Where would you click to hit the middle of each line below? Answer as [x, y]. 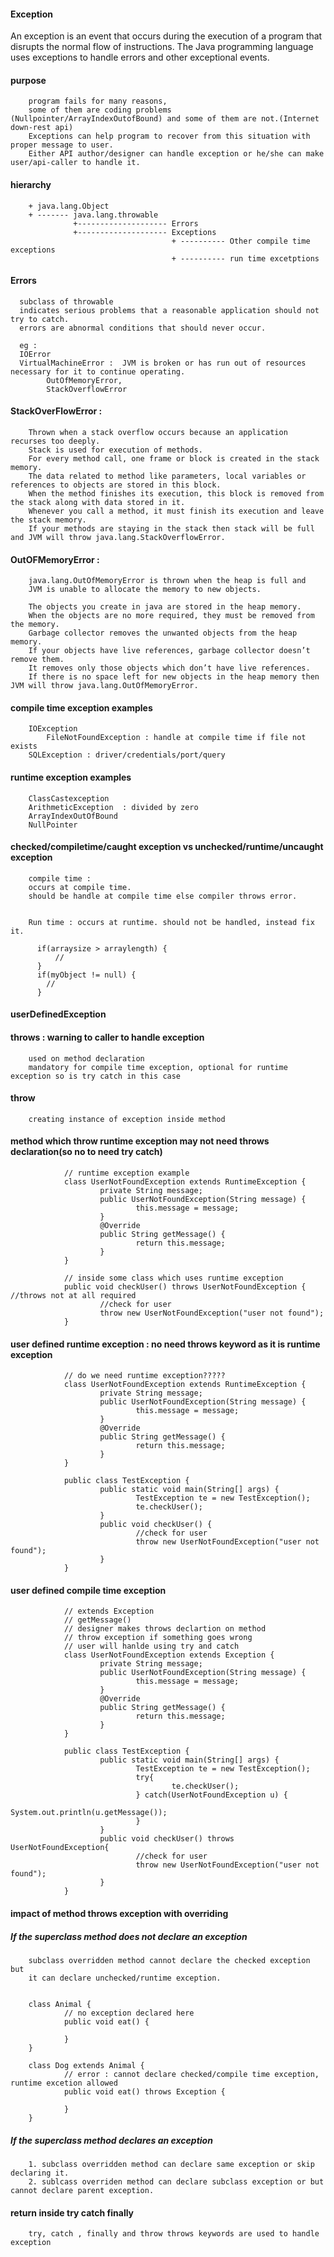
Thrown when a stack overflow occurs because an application [158, 433]
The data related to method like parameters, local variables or [167, 476]
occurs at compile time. [80, 887]
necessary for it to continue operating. [98, 371]
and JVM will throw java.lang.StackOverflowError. [118, 538]
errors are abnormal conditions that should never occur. [143, 328]
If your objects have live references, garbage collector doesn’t [169, 651]
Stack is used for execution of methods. [115, 450]
